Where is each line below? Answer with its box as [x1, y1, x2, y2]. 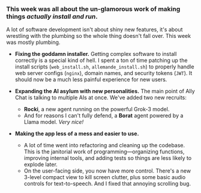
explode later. [23, 161, 58, 168]
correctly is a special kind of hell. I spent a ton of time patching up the [14, 57, 188, 64]
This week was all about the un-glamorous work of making [6, 5, 181, 13]
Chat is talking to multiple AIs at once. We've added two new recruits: [14, 94, 187, 101]
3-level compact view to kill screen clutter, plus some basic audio [23, 174, 186, 181]
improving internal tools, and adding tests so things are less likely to [23, 155, 192, 162]
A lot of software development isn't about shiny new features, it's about [6, 26, 183, 33]
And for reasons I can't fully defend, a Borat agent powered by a [23, 112, 184, 119]
